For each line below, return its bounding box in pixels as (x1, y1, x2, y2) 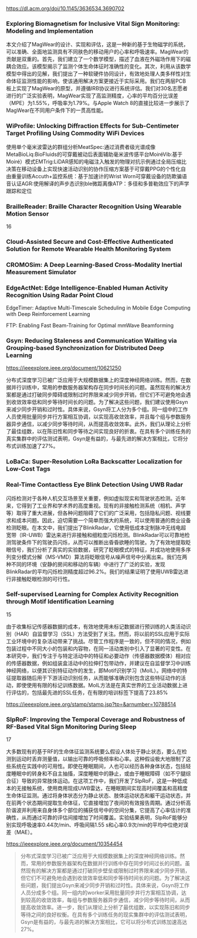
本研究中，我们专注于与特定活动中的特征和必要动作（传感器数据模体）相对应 (6, 652, 191, 659)
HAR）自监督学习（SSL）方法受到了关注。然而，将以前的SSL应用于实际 (16, 630, 190, 637)
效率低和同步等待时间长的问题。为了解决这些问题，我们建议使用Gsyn (21, 399, 188, 406)
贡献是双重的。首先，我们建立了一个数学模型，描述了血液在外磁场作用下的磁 (6, 56, 191, 63)
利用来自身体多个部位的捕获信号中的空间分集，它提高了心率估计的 (26, 807, 186, 814)
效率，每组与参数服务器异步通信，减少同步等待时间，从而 (51, 896, 191, 903)
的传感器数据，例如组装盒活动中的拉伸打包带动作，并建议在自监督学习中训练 (6, 660, 191, 667)
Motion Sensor (6, 209, 49, 217)
